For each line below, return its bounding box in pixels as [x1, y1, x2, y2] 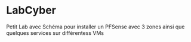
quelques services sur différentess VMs [6, 29, 104, 36]
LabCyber [6, 4, 57, 17]
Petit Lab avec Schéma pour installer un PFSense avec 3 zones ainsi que [6, 23, 185, 30]
